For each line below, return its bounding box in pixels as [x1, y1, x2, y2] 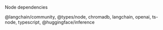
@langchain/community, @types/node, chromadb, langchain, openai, [5, 14, 151, 19]
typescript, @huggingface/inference [18, 19, 95, 25]
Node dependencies [5, 4, 48, 10]
